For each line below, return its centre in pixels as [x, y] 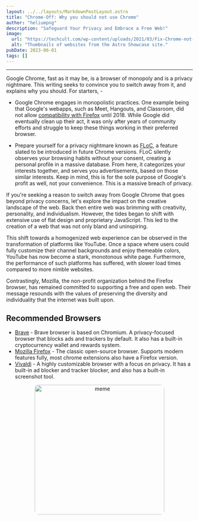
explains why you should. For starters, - [54, 91]
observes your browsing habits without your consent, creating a [93, 158]
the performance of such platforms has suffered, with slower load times [94, 263]
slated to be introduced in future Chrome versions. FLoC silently [93, 151]
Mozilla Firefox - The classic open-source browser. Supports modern [99, 351]
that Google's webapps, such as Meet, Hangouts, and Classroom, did [99, 109]
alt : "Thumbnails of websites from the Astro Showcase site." [90, 45]
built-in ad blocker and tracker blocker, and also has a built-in [89, 370]
